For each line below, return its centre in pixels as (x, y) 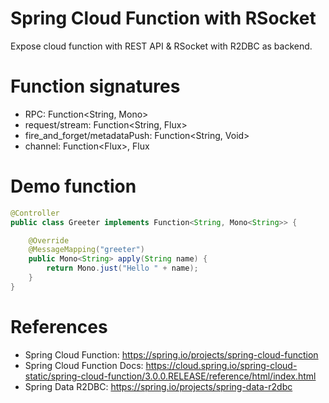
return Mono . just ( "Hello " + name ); (122, 268)
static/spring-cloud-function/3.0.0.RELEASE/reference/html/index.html (170, 376)
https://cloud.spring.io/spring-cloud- (221, 365)
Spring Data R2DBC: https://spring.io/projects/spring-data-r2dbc (158, 386)
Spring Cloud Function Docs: (84, 365)
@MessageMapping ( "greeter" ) (86, 250)
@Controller (35, 213)
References (59, 327)
